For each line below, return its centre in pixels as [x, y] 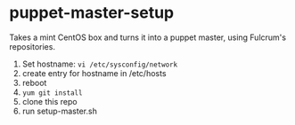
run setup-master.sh [60, 111]
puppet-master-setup [92, 13]
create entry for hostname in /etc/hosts [94, 73]
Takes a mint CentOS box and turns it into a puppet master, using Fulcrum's [148, 37]
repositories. [33, 46]
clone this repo [49, 101]
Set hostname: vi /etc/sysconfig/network [100, 64]
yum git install [52, 93]
